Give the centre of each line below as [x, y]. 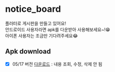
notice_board [33, 9]
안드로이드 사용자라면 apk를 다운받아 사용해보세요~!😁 [58, 29]
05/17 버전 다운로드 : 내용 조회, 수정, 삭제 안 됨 [57, 64]
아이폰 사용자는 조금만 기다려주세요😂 [42, 36]
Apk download [28, 52]
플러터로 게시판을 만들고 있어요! [36, 23]
